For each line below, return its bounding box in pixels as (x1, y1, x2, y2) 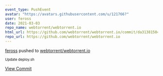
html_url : (5, 30, 25, 35)
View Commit (5, 65, 32, 71)
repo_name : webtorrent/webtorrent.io (5, 25, 81, 30)
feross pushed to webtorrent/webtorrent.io (5, 47, 91, 54)
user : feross (5, 16, 32, 21)
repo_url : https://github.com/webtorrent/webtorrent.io (5, 35, 120, 39)
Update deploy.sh (5, 57, 35, 62)
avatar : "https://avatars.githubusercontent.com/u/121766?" (5, 12, 130, 17)
